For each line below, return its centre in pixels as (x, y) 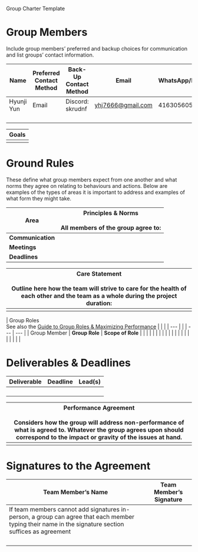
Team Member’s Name (76, 492)
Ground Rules (40, 163)
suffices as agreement (40, 531)
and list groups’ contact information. (50, 55)
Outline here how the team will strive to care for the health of (99, 288)
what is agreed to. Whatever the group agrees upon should (99, 429)
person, (20, 517)
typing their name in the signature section (67, 524)
